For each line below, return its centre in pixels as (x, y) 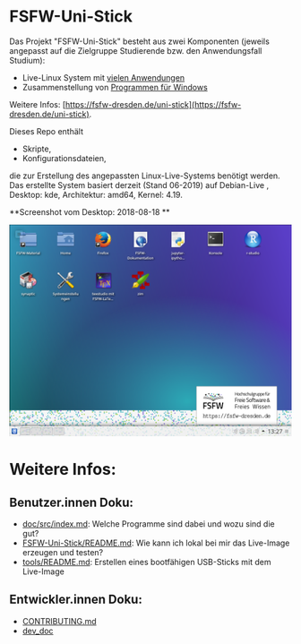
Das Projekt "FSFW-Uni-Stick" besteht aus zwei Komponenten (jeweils (140, 41)
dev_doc (38, 631)
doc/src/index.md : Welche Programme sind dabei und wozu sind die (148, 524)
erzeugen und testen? (63, 552)
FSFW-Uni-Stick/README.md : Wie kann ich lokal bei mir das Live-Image (156, 543)
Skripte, (37, 149)
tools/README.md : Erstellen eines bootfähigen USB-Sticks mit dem (146, 562)
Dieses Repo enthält (46, 131)
